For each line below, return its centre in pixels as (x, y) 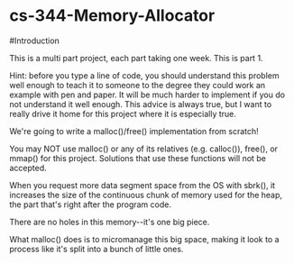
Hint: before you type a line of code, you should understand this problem (144, 75)
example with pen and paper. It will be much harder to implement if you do (147, 95)
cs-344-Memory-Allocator (112, 16)
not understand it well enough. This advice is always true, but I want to (141, 104)
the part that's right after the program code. (90, 204)
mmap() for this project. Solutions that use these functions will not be (138, 158)
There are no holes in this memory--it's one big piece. (110, 222)
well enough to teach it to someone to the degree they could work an (138, 85)
